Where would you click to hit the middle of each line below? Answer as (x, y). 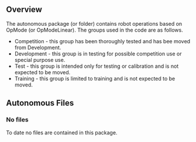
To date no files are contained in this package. (62, 132)
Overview (24, 10)
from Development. (38, 47)
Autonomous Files (40, 103)
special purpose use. (40, 60)
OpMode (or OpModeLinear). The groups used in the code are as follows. (94, 30)
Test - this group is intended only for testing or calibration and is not (97, 66)
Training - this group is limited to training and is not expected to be (95, 78)
